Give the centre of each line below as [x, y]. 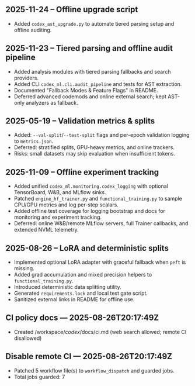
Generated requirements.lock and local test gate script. [81, 293]
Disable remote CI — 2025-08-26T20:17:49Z [89, 356]
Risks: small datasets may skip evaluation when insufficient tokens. [95, 154]
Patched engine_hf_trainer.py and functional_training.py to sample [98, 199]
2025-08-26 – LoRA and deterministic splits [87, 248]
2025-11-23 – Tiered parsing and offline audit [89, 48]
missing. [24, 268]
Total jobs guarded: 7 [39, 377]
